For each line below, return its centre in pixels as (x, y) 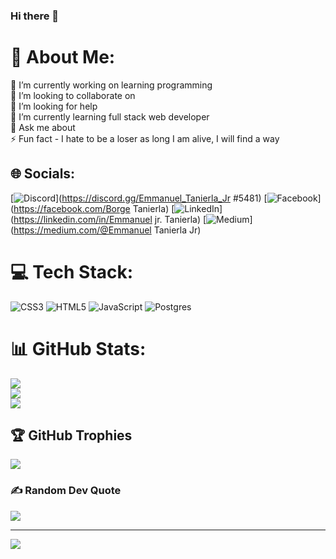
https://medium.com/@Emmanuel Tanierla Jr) (107, 230)
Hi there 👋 (35, 16)
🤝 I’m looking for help (54, 106)
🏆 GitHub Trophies (71, 435)
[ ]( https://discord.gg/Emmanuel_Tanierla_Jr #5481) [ (139, 198)
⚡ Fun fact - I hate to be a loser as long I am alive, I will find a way (145, 138)
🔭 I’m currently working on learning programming (111, 85)
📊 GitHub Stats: (78, 348)
